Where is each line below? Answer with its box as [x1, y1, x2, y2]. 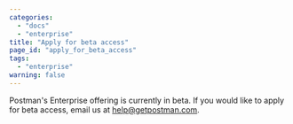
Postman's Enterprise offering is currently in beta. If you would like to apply [9, 95, 285, 105]
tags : [9, 54, 29, 63]
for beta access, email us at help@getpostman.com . [9, 104, 200, 115]
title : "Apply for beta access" [9, 37, 129, 47]
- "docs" [17, 21, 50, 30]
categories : [9, 12, 53, 22]
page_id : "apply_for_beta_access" [9, 46, 138, 55]
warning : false [9, 71, 66, 80]
